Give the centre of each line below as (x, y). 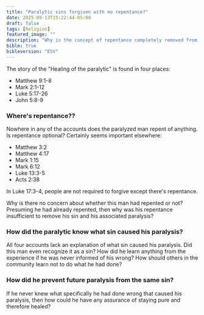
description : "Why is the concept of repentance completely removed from (102, 40)
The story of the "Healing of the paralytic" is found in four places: (88, 69)
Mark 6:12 (28, 167)
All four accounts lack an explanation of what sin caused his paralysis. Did (99, 245)
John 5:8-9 (29, 100)
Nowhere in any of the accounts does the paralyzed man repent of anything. (102, 129)
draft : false (23, 23)
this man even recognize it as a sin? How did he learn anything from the (96, 251)
